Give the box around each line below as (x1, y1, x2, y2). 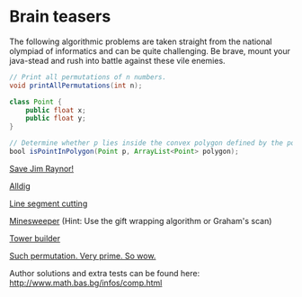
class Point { (9, 97, 63, 106)
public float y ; (25, 114, 87, 123)
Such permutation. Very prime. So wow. (9, 250, 156, 261)
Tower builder (9, 232, 61, 244)
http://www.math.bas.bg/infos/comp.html (9, 277, 163, 288)
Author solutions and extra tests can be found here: (9, 267, 200, 278)
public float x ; (25, 105, 87, 114)
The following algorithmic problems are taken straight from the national (9, 36, 272, 47)
